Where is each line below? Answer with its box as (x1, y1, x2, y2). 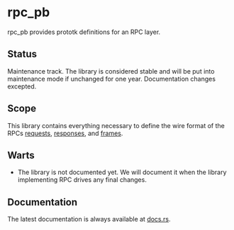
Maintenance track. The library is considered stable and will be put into (7, 67, 215, 75)
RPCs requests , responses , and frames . (7, 129, 123, 137)
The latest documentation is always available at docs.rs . (7, 215, 171, 224)
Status (7, 48, 38, 60)
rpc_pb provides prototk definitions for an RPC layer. (7, 28, 161, 36)
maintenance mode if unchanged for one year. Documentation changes (7, 74, 216, 83)
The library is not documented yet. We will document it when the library (17, 168, 227, 177)
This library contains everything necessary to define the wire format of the (7, 121, 225, 130)
